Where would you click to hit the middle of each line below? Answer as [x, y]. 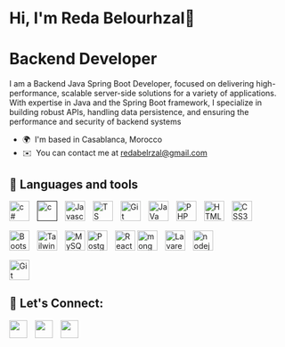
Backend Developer [83, 59]
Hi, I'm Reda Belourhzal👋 [102, 18]
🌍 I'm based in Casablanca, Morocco [92, 140]
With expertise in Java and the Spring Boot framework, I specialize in [136, 103]
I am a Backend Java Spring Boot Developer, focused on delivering [132, 84]
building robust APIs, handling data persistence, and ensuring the [129, 112]
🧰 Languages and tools [74, 184]
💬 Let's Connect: [57, 304]
